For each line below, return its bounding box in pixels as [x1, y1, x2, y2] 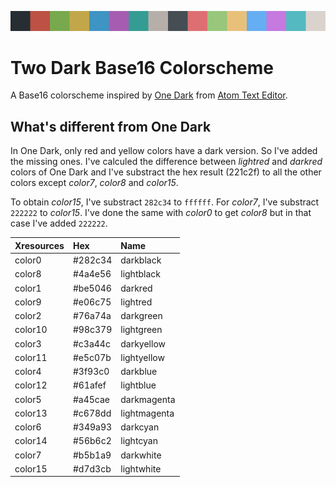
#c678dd [72, 407, 112, 419]
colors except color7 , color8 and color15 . [10, 177, 179, 189]
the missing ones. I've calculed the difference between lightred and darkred [10, 156, 323, 168]
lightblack [120, 268, 161, 280]
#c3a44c [72, 337, 111, 350]
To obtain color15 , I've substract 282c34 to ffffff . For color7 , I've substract [10, 196, 320, 208]
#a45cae [72, 393, 111, 405]
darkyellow [120, 337, 166, 350]
